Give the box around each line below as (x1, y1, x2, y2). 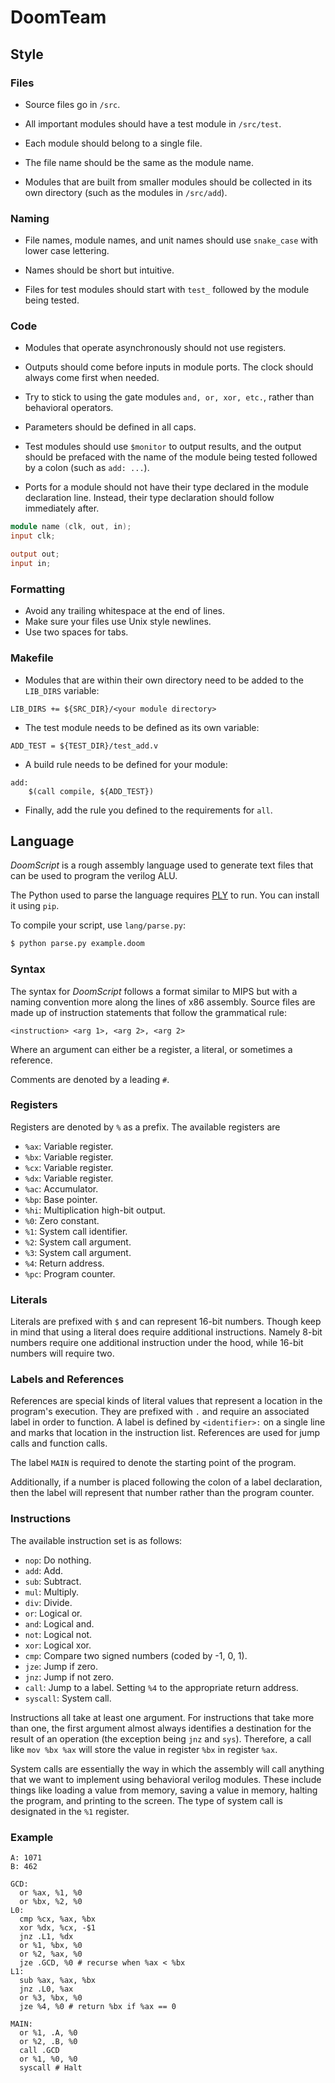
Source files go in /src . (24, 98, 121, 110)
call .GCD (19, 2046, 60, 2056)
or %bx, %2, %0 (19, 1897, 83, 1907)
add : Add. (24, 1564, 64, 1576)
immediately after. (24, 502, 100, 515)
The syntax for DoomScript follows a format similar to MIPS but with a (10, 985, 298, 997)
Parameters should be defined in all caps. (24, 421, 197, 433)
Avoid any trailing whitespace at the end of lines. (24, 605, 226, 617)
